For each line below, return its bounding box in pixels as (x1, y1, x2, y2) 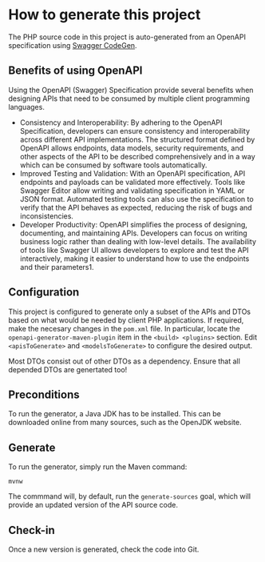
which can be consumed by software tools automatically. (19, 160, 208, 170)
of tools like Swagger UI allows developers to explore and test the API (19, 245, 249, 255)
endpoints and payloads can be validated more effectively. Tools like (19, 177, 246, 187)
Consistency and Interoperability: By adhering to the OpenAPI (19, 118, 223, 127)
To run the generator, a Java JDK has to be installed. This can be (8, 409, 221, 419)
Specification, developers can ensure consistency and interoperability (19, 126, 250, 135)
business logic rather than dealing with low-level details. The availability (19, 236, 257, 246)
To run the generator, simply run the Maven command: (8, 462, 188, 472)
